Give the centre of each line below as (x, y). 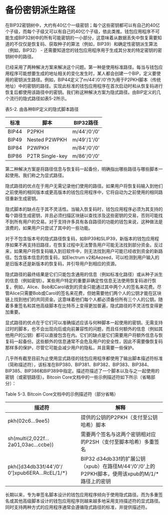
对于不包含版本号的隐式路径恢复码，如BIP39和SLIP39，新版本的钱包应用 (80, 238)
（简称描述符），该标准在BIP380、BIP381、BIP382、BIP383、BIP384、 (78, 365)
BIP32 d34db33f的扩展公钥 (113, 458)
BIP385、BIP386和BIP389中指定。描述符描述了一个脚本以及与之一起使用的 (82, 371)
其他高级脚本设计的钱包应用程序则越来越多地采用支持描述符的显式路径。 (88, 501)
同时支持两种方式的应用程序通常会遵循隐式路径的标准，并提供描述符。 (77, 507)
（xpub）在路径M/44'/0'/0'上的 (118, 466)
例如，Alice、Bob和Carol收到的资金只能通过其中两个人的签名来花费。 (85, 287)
